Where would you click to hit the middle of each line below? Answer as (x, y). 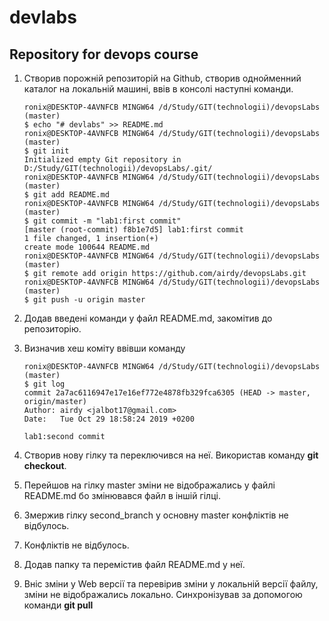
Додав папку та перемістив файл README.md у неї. (134, 564)
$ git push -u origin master (84, 300)
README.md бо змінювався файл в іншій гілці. (122, 495)
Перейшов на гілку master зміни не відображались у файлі (149, 485)
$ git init (46, 151)
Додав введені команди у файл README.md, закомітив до (148, 318)
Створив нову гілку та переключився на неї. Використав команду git (171, 455)
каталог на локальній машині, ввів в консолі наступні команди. (158, 89)
